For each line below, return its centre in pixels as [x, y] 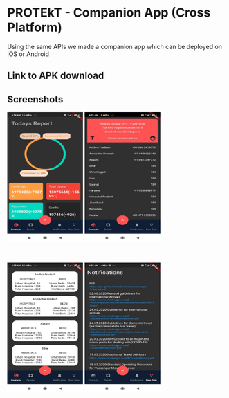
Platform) [35, 27]
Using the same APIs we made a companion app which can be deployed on [115, 46]
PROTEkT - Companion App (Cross [109, 13]
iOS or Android [28, 54]
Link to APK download [56, 76]
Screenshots [35, 99]
